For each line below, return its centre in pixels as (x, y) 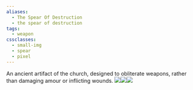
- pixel (21, 56)
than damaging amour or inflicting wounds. (60, 80)
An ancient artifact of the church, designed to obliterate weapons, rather (97, 73)
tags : (13, 28)
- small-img (27, 46)
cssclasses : (21, 40)
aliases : (17, 12)
